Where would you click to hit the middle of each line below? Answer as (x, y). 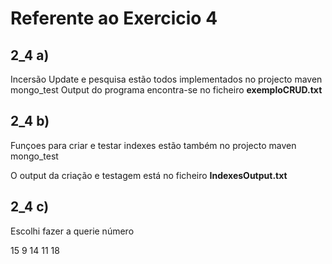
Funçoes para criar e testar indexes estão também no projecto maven (153, 145)
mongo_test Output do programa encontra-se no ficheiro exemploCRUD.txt (166, 90)
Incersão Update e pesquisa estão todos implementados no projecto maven (166, 79)
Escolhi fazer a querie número (72, 231)
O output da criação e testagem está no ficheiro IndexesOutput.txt (149, 175)
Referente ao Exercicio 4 (114, 18)
